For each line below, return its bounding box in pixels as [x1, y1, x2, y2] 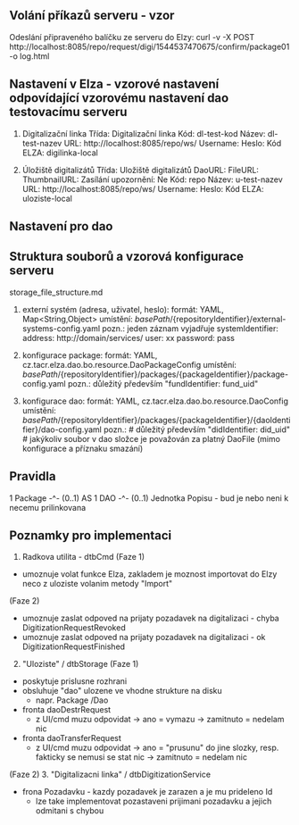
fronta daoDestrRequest [21, 704, 112, 715]
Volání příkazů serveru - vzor [9, 8, 175, 23]
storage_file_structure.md [9, 287, 104, 297]
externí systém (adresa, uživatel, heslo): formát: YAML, [21, 304, 225, 314]
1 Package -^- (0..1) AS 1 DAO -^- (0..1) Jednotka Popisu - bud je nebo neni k [9, 492, 289, 504]
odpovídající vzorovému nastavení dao [9, 90, 229, 106]
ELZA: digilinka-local [21, 147, 98, 158]
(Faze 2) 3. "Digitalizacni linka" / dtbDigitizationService [9, 769, 212, 780]
